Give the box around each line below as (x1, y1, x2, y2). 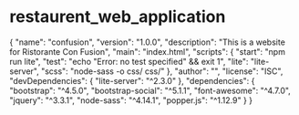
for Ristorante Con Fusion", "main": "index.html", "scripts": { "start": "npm (9, 46, 285, 57)
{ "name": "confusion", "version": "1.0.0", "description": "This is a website (9, 37, 285, 47)
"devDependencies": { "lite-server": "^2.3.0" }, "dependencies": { (9, 75, 255, 86)
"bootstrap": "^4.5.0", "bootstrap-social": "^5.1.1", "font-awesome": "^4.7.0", (9, 85, 292, 96)
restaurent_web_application (9, 6, 226, 27)
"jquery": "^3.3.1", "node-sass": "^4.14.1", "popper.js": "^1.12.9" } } (9, 94, 253, 106)
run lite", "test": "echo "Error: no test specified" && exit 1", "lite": (9, 56, 249, 67)
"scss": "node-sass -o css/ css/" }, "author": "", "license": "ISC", (40, 66, 284, 77)
